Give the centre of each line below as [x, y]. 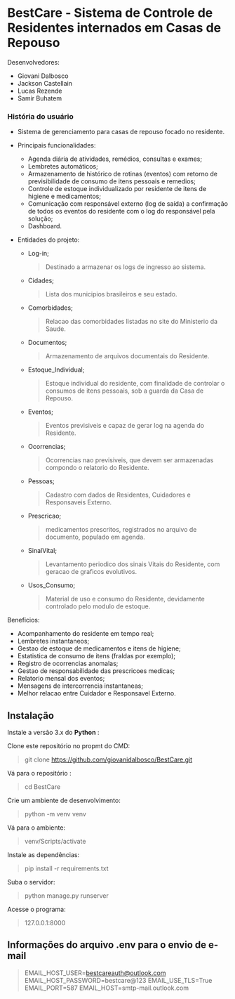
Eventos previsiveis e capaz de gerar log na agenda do [125, 426]
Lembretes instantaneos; [53, 641]
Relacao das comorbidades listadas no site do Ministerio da [132, 322]
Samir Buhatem [39, 98]
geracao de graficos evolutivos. [91, 572]
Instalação [31, 716]
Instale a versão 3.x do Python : [53, 733]
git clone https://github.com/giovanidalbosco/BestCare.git [108, 759]
